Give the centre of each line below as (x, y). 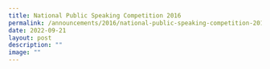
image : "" (25, 52)
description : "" (35, 45)
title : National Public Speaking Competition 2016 (95, 15)
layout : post (30, 38)
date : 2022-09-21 (37, 30)
